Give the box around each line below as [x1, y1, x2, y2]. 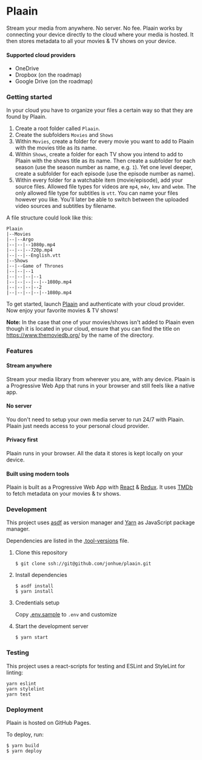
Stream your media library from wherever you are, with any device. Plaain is [6, 375, 195, 382]
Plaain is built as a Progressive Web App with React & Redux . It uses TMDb [6, 483, 193, 491]
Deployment [6, 705, 44, 714]
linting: [6, 669, 23, 676]
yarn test [6, 691, 32, 697]
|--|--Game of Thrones [6, 263, 64, 269]
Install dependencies [15, 572, 68, 579]
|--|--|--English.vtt [6, 252, 61, 259]
